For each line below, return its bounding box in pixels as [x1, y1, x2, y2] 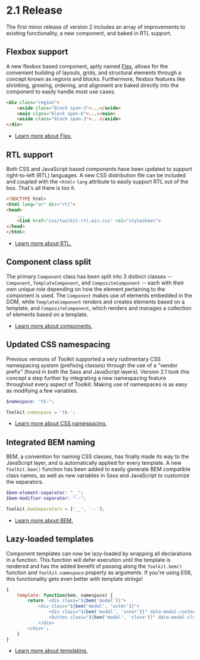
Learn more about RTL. [14, 240, 71, 247]
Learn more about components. [14, 322, 93, 329]
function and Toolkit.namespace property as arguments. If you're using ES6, [6, 569, 192, 576]
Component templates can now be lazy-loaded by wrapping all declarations [6, 550, 192, 557]
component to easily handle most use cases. [6, 87, 116, 95]
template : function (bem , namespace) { [17, 592, 113, 598]
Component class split [6, 257, 91, 267]
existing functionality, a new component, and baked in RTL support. [6, 29, 172, 36]
